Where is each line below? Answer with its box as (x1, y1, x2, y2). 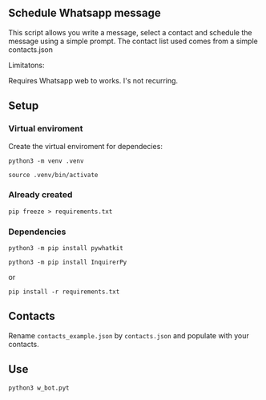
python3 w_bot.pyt (8, 384, 70, 392)
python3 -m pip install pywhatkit (8, 244, 124, 253)
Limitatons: (8, 60, 46, 70)
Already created (8, 189, 73, 200)
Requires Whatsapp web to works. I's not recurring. (8, 75, 179, 85)
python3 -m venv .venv (8, 156, 84, 165)
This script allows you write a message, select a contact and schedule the (8, 27, 252, 37)
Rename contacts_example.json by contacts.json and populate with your (8, 330, 250, 340)
